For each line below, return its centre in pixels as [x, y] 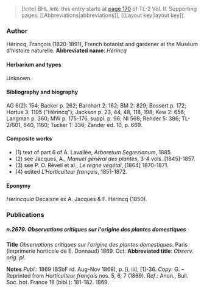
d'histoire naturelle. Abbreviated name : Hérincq [66, 50]
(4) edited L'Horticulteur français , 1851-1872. [71, 171]
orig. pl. [16, 257]
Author [17, 31]
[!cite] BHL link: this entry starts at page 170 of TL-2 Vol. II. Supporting [109, 9]
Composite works [29, 139]
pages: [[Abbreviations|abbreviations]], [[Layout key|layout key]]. [103, 15]
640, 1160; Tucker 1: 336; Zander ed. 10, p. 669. [83, 125]
